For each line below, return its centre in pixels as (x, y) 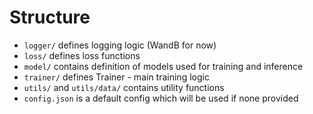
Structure (50, 17)
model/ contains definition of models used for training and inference (163, 66)
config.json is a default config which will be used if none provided (161, 98)
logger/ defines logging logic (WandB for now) (120, 45)
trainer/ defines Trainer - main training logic (116, 77)
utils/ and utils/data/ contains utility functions (124, 87)
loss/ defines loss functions (82, 55)
